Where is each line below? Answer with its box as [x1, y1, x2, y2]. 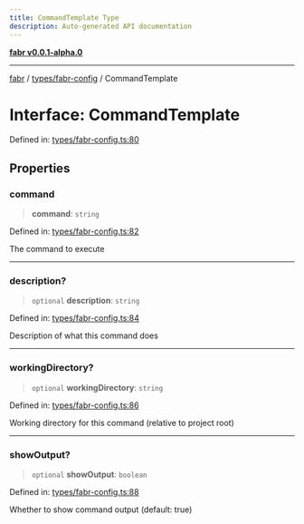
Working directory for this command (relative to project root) [9, 417, 235, 428]
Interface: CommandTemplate [9, 104, 241, 125]
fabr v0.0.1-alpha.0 [9, 46, 83, 57]
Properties [9, 160, 71, 176]
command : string [31, 209, 100, 219]
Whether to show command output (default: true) [9, 504, 193, 515]
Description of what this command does [9, 330, 158, 341]
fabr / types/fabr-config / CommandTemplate [9, 73, 178, 83]
